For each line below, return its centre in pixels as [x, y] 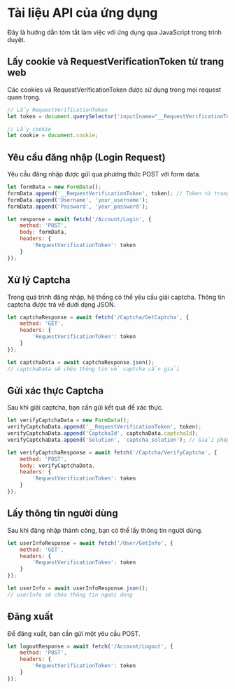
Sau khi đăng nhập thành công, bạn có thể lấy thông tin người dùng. [105, 530]
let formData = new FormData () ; [54, 187]
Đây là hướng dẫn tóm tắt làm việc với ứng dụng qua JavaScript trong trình [115, 32]
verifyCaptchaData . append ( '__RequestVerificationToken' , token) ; [104, 427]
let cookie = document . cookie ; [53, 135]
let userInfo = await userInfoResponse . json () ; [78, 588]
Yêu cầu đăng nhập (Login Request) [86, 157]
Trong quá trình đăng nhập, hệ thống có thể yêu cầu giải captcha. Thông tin [116, 297]
